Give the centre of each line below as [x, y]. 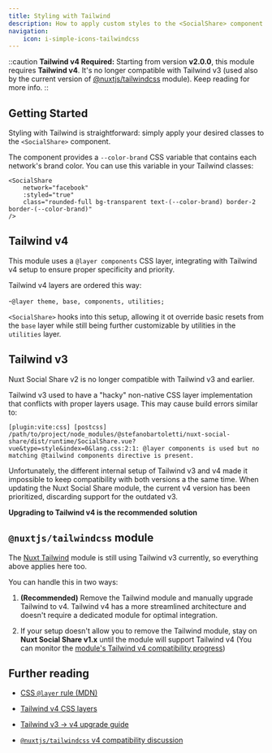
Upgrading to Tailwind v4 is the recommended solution [103, 512]
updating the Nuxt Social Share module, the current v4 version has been [130, 488]
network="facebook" [56, 188]
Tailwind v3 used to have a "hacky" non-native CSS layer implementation [131, 394]
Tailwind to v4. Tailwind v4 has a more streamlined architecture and [133, 606]
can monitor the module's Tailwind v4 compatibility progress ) [123, 648]
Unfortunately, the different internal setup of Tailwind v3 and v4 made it [128, 470]
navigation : [28, 31]
